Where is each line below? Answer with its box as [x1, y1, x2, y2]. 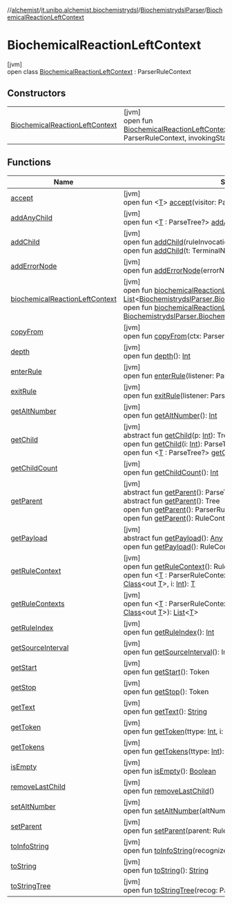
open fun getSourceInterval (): [123, 647, 220, 657]
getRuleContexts [10, 599, 65, 608]
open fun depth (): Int [123, 351, 191, 360]
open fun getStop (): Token [123, 686, 209, 696]
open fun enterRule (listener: [123, 371, 215, 381]
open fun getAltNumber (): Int [123, 410, 217, 420]
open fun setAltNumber [123, 806, 200, 816]
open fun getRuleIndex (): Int [123, 627, 215, 637]
